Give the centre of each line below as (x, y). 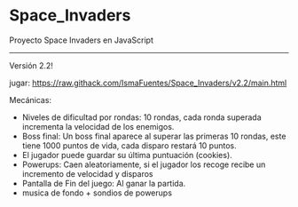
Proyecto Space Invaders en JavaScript (81, 40)
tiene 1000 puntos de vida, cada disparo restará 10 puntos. (129, 145)
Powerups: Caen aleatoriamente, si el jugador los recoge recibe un (144, 164)
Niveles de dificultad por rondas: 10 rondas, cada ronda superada (141, 117)
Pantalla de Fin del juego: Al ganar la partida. (104, 183)
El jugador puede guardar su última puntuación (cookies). (127, 155)
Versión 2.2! (31, 65)
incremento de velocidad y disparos (87, 173)
